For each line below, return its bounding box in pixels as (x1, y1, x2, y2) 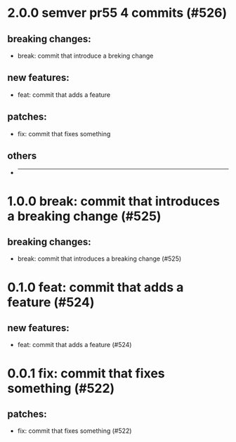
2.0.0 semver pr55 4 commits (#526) (7, 5, 228, 21)
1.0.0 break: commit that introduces (7, 193, 220, 209)
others (7, 150, 37, 162)
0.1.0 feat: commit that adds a (7, 279, 184, 295)
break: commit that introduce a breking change (17, 51, 154, 60)
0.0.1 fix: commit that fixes (7, 365, 165, 381)
